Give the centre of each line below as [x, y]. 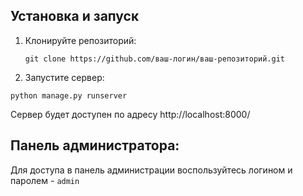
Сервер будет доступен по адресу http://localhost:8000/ [130, 114]
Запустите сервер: [64, 77]
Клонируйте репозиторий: [80, 40]
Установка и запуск [75, 16]
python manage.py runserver [69, 95]
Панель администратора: [95, 145]
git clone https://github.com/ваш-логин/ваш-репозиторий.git [155, 59]
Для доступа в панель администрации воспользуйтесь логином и [151, 170]
